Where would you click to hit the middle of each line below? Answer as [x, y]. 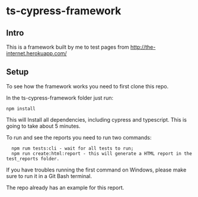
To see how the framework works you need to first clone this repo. [87, 86]
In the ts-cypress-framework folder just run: [60, 98]
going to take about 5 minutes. [44, 126]
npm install [21, 109]
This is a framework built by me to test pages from [68, 47]
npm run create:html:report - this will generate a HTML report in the [102, 153]
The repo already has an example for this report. [65, 188]
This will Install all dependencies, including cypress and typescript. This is [96, 119]
